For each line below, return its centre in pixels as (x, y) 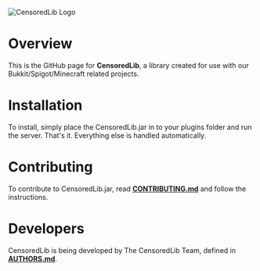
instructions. (28, 197)
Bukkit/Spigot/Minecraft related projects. (74, 74)
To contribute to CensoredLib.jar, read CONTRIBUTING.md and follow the (127, 189)
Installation (45, 105)
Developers (46, 229)
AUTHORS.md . (32, 258)
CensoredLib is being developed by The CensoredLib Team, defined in (122, 250)
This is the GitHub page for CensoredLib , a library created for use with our (128, 65)
